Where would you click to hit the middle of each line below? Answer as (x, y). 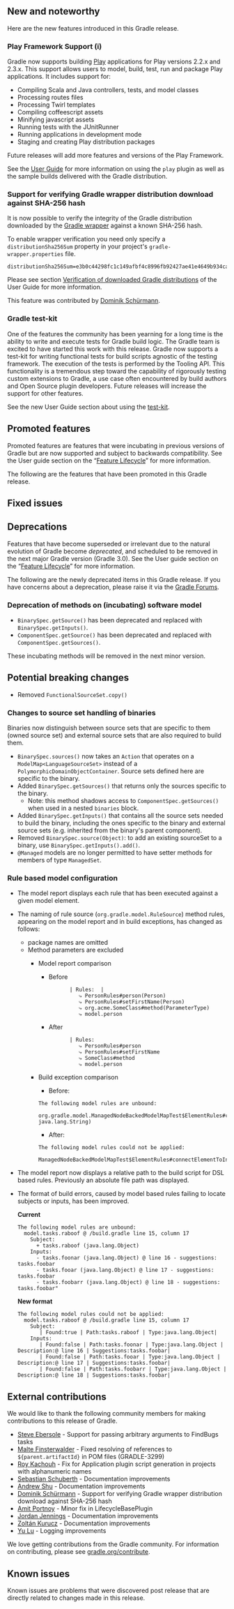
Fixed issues (35, 503)
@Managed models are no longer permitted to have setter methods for (115, 853)
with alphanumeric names (54, 1472)
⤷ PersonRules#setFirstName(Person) (132, 1002)
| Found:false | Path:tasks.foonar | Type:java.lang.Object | (132, 1345)
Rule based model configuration (63, 878)
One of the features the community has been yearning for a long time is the (115, 334)
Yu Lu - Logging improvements (62, 1531)
